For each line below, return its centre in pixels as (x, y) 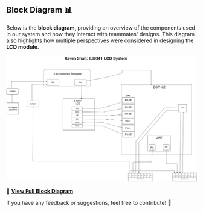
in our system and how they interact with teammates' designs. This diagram (101, 34)
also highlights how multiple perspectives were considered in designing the (100, 40)
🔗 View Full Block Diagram (40, 191)
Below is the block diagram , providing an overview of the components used (101, 27)
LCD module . (23, 46)
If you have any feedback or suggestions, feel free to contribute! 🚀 (89, 202)
